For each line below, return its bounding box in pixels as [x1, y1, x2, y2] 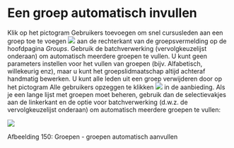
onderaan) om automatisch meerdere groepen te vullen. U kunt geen [7, 52, 207, 60]
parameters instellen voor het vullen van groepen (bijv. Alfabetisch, [7, 59, 203, 68]
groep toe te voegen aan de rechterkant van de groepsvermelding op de [7, 37, 227, 45]
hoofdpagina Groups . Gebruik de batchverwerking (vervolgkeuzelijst [7, 44, 207, 52]
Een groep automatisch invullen [7, 5, 198, 21]
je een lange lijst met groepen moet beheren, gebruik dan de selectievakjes [7, 90, 226, 98]
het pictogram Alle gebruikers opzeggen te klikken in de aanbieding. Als [7, 83, 226, 91]
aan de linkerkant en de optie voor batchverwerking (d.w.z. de [7, 98, 189, 106]
